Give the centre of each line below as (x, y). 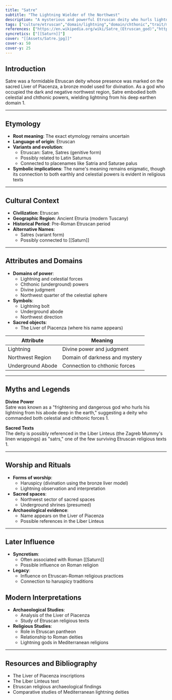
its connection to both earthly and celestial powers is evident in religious (89, 174)
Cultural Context (32, 200)
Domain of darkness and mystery (102, 357)
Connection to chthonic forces (99, 366)
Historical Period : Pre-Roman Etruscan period (61, 224)
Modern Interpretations (44, 597)
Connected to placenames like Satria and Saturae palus (79, 163)
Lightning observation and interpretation (63, 488)
